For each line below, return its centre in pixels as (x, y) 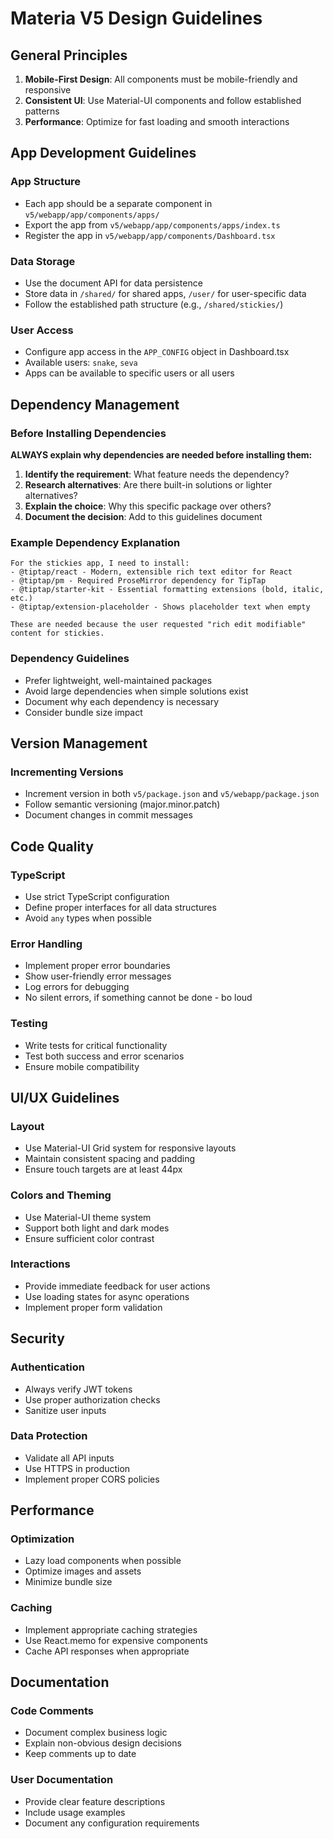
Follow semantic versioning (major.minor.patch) (122, 804)
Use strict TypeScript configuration (97, 896)
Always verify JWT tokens (78, 1389)
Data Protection (49, 1436)
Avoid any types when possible (88, 918)
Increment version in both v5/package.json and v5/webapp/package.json (172, 794)
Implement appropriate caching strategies (111, 1629)
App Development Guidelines (103, 153)
